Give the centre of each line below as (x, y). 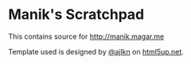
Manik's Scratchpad (76, 15)
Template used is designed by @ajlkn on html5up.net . (96, 51)
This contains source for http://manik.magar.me (86, 36)
